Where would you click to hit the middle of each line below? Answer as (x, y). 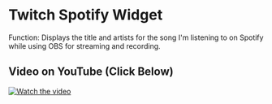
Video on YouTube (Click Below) (91, 72)
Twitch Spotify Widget (86, 15)
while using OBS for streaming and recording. (84, 45)
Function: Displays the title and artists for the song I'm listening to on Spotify (136, 37)
